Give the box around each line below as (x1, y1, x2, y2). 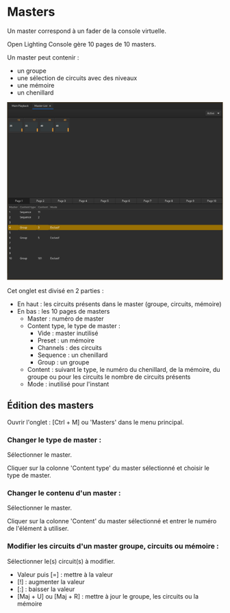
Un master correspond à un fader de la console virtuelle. (7, 27, 166, 35)
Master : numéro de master (27, 314, 104, 323)
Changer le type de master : (7, 435, 101, 445)
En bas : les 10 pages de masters (16, 307, 110, 315)
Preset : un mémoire (37, 336, 94, 345)
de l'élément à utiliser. (7, 525, 69, 533)
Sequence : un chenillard (37, 351, 108, 359)
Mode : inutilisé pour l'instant (27, 379, 110, 388)
